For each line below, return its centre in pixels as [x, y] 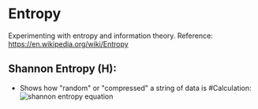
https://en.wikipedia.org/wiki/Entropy [68, 43]
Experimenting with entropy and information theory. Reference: [110, 36]
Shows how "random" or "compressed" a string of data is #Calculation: [135, 88]
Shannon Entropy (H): [62, 69]
